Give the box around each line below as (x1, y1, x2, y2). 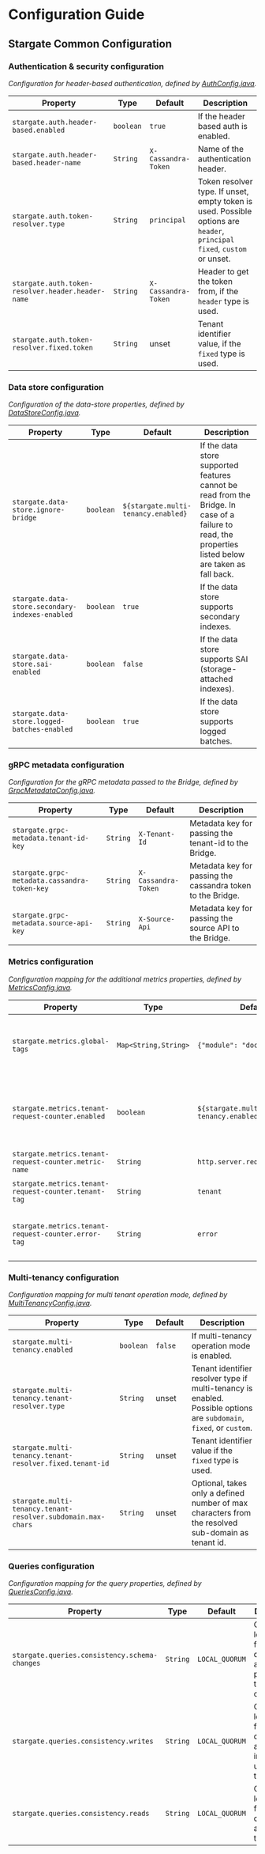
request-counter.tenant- (12, 1186, 106, 1196)
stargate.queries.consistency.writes (12, 1737, 154, 1746)
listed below (200, 549, 245, 560)
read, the (200, 529, 233, 540)
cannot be (200, 480, 238, 491)
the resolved (191, 1517, 238, 1528)
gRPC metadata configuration (8, 759, 125, 770)
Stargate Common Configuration (8, 37, 172, 51)
